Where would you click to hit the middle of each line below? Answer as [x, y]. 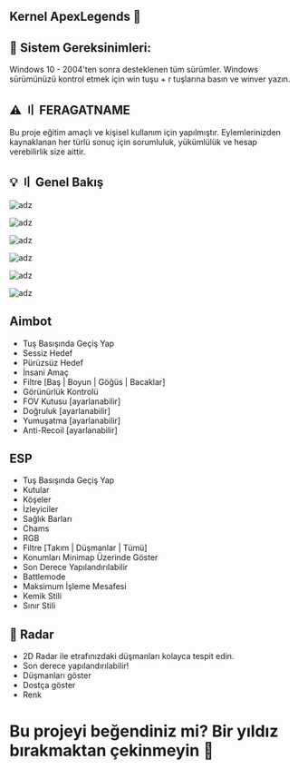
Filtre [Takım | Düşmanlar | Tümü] [85, 548]
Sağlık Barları [47, 519]
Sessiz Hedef [48, 353]
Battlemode [44, 577]
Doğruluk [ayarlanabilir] [67, 410]
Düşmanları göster [57, 675]
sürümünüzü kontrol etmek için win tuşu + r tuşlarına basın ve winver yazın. [150, 79]
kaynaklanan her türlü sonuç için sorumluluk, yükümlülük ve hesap [134, 143]
